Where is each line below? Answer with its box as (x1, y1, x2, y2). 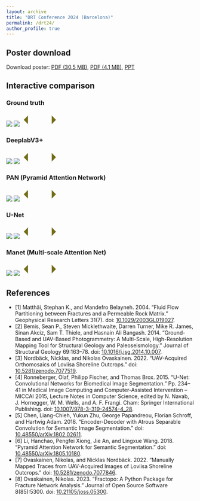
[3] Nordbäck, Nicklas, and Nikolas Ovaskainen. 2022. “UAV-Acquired (14, 354, 187, 362)
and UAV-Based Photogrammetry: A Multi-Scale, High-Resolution (32, 336, 193, 343)
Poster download (6, 47, 71, 57)
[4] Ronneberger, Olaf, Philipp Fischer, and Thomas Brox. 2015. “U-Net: (14, 374, 190, 381)
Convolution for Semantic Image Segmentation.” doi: (14, 424, 144, 432)
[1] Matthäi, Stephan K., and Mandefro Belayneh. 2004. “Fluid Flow (14, 303, 179, 311)
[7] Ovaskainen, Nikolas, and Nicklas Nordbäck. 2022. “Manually (14, 456, 174, 464)
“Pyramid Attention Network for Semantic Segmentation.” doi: (14, 444, 167, 451)
